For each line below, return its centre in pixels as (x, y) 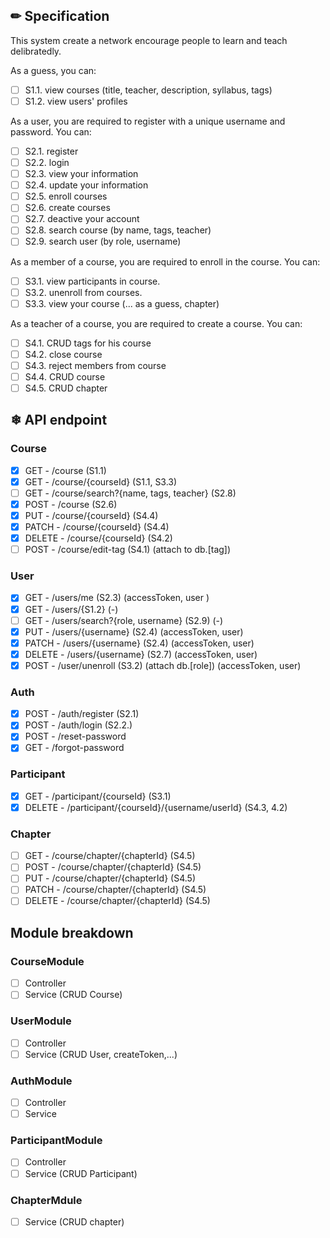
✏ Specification (60, 16)
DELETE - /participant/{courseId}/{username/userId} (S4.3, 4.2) (156, 807)
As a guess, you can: (53, 70)
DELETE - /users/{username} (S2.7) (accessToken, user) (141, 654)
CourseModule (47, 961)
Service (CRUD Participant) (81, 1173)
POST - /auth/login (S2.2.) (78, 725)
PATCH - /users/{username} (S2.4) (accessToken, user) (139, 643)
